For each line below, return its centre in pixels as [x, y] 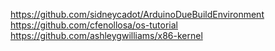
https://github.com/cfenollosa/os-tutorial [94, 25]
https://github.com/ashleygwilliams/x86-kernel [106, 35]
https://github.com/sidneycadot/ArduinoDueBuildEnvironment [137, 14]
